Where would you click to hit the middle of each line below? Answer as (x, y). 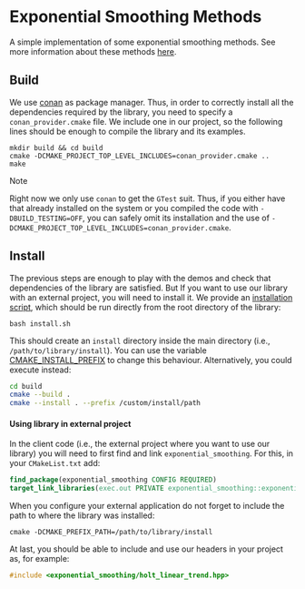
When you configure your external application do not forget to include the (147, 506)
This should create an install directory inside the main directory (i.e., (140, 340)
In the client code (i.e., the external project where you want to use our (140, 444)
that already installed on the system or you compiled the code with (134, 208)
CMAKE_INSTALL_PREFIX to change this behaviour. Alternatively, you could (151, 360)
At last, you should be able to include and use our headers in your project (147, 549)
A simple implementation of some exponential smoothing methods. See (143, 42)
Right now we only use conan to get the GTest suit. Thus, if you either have (148, 198)
